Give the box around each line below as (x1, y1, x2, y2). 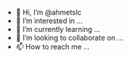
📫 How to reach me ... (15, 42, 90, 51)
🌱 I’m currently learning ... (15, 25, 101, 33)
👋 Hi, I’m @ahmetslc (15, 8, 82, 17)
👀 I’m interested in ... (15, 16, 83, 26)
